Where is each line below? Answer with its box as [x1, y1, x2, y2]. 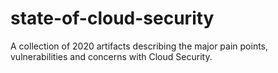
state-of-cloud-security [10, 7, 215, 30]
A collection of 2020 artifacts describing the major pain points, [10, 40, 269, 52]
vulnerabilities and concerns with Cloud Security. [10, 50, 213, 62]
